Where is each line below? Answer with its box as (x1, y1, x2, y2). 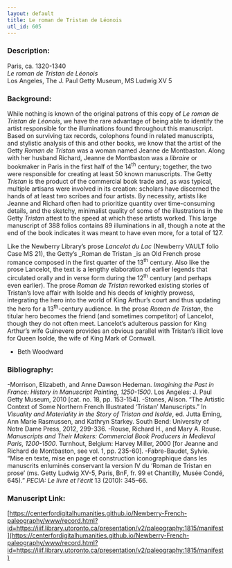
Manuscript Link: (7, 493, 66, 503)
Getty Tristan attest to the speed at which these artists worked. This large (7, 214, 217, 222)
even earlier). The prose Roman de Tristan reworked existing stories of (7, 281, 209, 289)
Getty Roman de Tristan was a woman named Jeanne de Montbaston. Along (7, 146, 225, 155)
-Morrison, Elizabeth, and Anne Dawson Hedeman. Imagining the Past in (7, 380, 215, 388)
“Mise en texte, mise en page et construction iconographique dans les (7, 454, 208, 462)
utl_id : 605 (7, 23, 42, 30)
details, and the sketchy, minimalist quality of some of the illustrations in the (7, 206, 224, 215)
